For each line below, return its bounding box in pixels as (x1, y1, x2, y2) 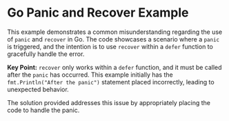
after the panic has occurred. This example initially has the (7, 71, 174, 79)
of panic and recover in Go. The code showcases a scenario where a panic (7, 35, 219, 43)
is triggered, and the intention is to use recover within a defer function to (7, 42, 214, 50)
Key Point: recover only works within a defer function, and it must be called (7, 63, 222, 71)
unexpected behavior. (7, 85, 69, 93)
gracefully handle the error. (7, 50, 85, 58)
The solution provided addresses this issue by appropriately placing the (7, 98, 210, 106)
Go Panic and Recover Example (7, 5, 189, 21)
